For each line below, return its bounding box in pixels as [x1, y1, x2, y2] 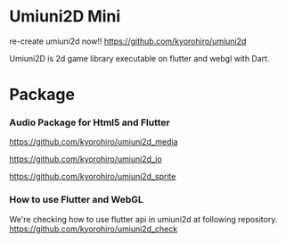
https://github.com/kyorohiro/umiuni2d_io [9, 154, 162, 164]
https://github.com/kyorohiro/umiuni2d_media [9, 137, 178, 147]
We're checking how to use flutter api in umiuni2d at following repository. [9, 214, 278, 224]
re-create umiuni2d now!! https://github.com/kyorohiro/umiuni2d [9, 36, 247, 46]
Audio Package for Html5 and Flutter [9, 116, 171, 129]
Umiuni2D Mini [9, 6, 121, 27]
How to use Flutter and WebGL [9, 194, 144, 206]
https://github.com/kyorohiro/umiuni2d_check [9, 223, 178, 234]
